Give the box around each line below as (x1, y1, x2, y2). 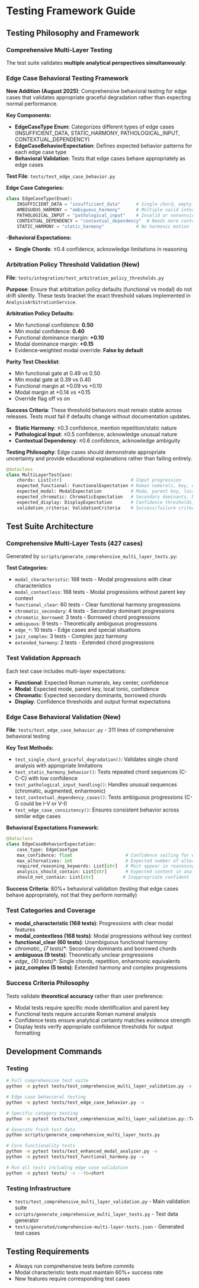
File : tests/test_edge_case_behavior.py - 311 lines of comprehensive (6, 726, 175, 733)
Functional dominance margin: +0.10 (14, 334, 104, 341)
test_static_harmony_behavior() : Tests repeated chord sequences (14, 769, 178, 775)
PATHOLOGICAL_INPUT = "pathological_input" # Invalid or (17, 212, 168, 218)
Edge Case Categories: (6, 184, 64, 192)
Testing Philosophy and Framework (6, 28, 140, 38)
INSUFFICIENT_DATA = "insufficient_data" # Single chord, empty (17, 201, 192, 208)
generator (14, 1217, 40, 1224)
